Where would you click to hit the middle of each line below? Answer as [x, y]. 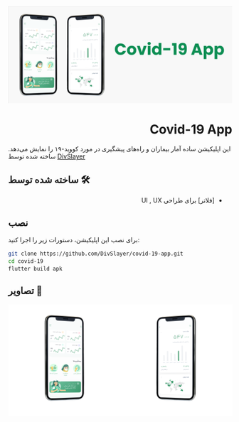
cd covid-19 [26, 261]
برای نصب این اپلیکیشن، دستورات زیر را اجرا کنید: [74, 240]
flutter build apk [35, 269]
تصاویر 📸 [25, 291]
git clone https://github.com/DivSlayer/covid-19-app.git [96, 254]
